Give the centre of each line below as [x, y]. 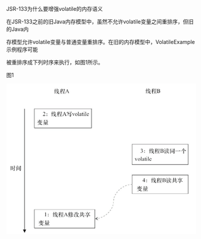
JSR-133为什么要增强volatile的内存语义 [55, 9]
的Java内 [17, 29]
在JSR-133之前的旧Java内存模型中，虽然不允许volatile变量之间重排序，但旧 [100, 22]
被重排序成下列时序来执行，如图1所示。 [55, 62]
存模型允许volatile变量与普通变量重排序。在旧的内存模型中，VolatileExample [101, 42]
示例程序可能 [22, 49]
